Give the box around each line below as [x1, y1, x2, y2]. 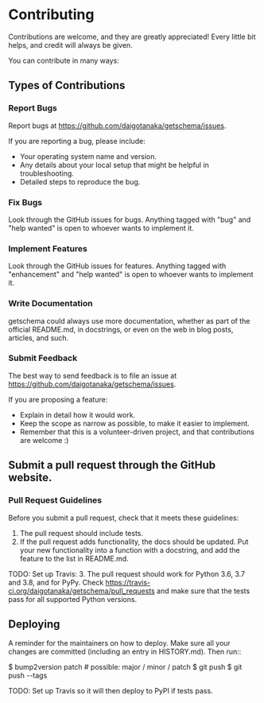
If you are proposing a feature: [8, 394, 108, 404]
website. [8, 471, 52, 484]
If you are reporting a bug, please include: [8, 136, 146, 146]
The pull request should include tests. [19, 528, 144, 538]
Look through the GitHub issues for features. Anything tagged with [8, 261, 227, 271]
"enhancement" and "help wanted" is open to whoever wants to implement [8, 270, 254, 279]
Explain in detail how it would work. [19, 410, 136, 419]
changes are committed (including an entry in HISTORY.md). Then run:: [8, 647, 242, 657]
